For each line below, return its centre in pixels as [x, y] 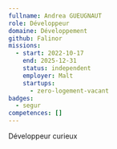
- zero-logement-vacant [69, 91]
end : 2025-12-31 [50, 61]
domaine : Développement [48, 31]
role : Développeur [39, 23]
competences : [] [35, 114]
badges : [21, 98]
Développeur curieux [43, 136]
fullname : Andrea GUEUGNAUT [55, 16]
